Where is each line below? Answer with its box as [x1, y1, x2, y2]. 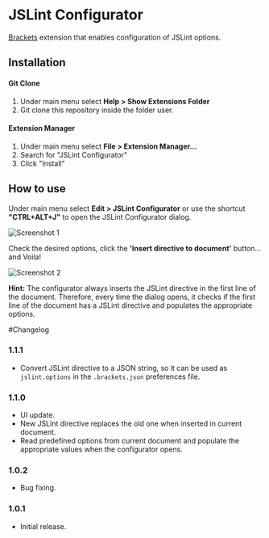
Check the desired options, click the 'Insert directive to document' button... [8, 243, 262, 253]
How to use [8, 182, 66, 195]
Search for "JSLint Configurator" [19, 149, 127, 159]
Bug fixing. [19, 483, 56, 493]
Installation [8, 56, 66, 69]
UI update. [19, 410, 55, 420]
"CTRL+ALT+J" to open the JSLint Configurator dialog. [8, 212, 192, 221]
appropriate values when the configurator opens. [19, 444, 183, 454]
